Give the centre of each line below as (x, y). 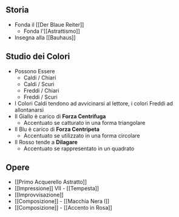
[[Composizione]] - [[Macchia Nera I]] (62, 201)
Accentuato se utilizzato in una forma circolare (82, 135)
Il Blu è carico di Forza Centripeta (57, 129)
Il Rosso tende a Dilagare (46, 142)
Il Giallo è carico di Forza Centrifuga (60, 116)
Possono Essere (35, 71)
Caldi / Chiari (40, 78)
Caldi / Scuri (39, 84)
